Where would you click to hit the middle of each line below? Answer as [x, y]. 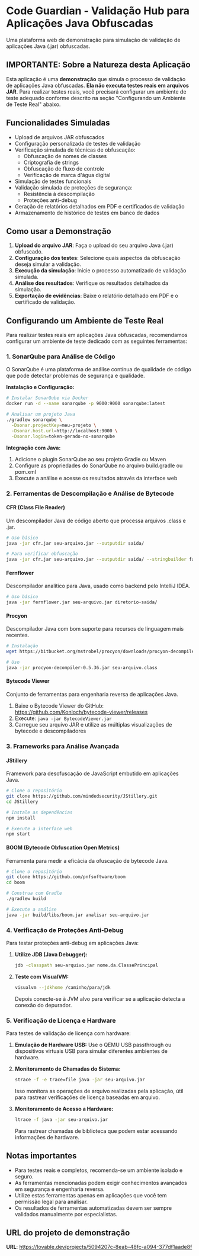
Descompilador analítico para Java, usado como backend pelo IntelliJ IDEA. [98, 586]
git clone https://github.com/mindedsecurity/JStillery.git [82, 796]
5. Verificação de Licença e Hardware [61, 1020]
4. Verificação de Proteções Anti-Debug [65, 930]
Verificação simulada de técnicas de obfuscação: [75, 150]
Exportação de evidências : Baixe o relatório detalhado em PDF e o [97, 296]
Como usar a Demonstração [59, 231]
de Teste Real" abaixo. [33, 104]
